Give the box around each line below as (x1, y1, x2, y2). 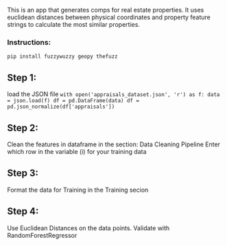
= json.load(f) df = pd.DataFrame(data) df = (7, 98, 139, 104)
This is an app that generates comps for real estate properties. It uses (7, 6, 204, 14)
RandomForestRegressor (7, 231, 77, 239)
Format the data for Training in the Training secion (7, 186, 149, 194)
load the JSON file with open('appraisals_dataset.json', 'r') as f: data (7, 90, 220, 98)
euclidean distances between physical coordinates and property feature (7, 13, 211, 21)
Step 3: (7, 168, 39, 179)
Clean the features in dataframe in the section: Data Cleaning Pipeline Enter (7, 140, 221, 148)
